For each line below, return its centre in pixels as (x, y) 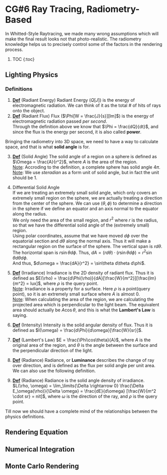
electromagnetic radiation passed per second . (60, 121)
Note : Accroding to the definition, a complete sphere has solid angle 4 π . (86, 167)
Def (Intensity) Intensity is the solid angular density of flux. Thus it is (83, 325)
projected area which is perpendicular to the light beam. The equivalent (86, 304)
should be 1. (25, 178)
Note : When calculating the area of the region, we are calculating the (83, 299)
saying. (20, 315)
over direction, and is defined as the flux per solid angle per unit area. (84, 365)
